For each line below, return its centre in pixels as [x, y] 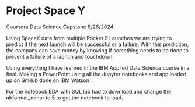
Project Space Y [46, 11]
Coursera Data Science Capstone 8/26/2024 [60, 27]
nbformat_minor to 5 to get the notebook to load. [65, 98]
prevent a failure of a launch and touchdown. [60, 56]
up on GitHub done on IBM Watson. [48, 80]
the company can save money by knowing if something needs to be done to [97, 50]
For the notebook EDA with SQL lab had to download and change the [89, 91]
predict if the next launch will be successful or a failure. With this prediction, [97, 44]
